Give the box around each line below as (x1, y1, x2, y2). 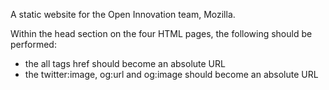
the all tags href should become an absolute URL (24, 58, 226, 69)
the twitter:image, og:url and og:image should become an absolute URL (24, 69, 319, 80)
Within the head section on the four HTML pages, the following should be (10, 28, 313, 39)
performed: (10, 39, 57, 50)
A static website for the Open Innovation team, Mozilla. (10, 9, 236, 20)
